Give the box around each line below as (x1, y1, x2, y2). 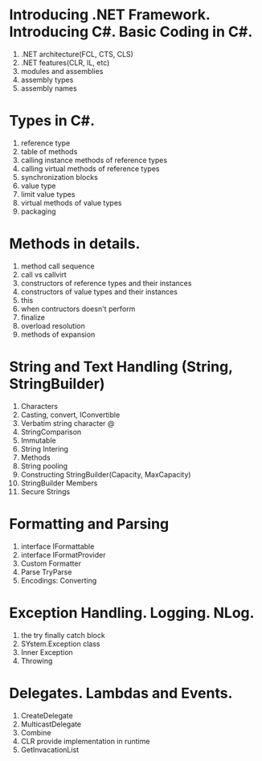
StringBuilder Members (20, 478, 98, 488)
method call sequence (20, 261, 95, 271)
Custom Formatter (20, 558, 81, 568)
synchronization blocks (20, 172, 99, 182)
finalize (20, 312, 45, 322)
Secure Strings (20, 486, 71, 496)
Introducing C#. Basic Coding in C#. (9, 23, 253, 41)
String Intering (20, 444, 69, 453)
